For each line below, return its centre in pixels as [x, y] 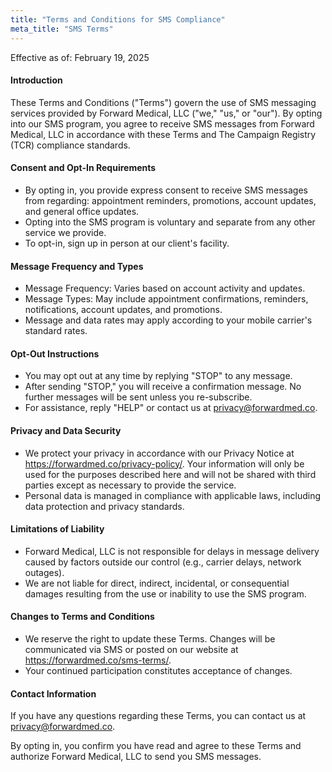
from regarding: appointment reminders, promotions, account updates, [170, 200]
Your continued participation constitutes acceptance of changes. [158, 670]
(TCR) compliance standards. [70, 145]
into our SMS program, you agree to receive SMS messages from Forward [162, 123]
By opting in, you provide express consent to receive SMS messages [166, 190]
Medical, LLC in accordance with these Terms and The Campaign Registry [163, 134]
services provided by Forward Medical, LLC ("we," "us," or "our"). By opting [166, 113]
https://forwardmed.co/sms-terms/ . [98, 660]
